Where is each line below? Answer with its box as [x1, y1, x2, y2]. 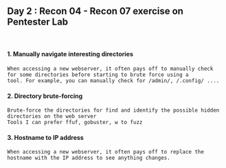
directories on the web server [7, 113, 97, 120]
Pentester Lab [7, 16, 69, 28]
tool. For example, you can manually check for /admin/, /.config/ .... [7, 77, 220, 84]
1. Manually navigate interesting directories [7, 50, 134, 58]
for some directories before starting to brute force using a [7, 71, 189, 78]
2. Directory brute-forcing [7, 92, 83, 100]
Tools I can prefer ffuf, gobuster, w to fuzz [7, 119, 143, 126]
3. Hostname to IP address [7, 133, 84, 141]
